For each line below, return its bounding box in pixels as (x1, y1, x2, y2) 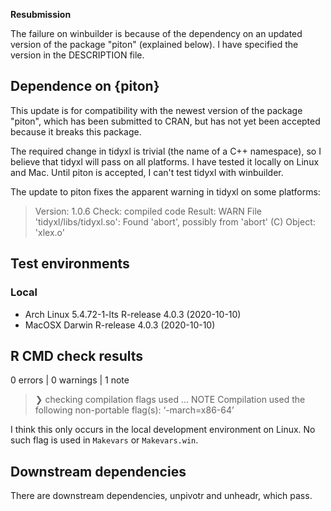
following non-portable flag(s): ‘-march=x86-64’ (34, 404, 235, 416)
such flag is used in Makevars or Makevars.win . (10, 434, 199, 446)
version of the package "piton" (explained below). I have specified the (10, 39, 299, 50)
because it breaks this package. (10, 125, 142, 138)
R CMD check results (10, 347, 144, 364)
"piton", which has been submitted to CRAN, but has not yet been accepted (10, 115, 321, 127)
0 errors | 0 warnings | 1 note (10, 374, 130, 386)
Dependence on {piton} (10, 78, 160, 95)
